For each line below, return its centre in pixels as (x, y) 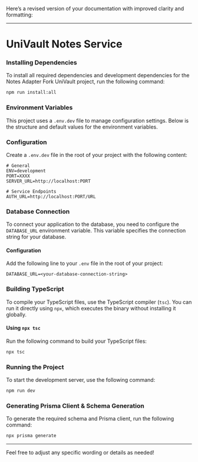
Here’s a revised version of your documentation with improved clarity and (95, 9)
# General (18, 166)
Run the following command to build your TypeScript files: (77, 341)
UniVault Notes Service (64, 44)
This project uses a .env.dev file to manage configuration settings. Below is (98, 120)
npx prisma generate (32, 436)
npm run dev (21, 391)
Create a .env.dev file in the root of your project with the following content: (97, 155)
